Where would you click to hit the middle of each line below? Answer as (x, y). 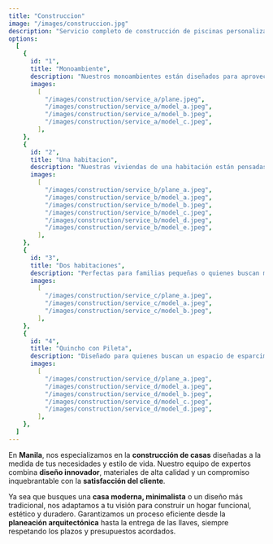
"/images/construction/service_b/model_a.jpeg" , (128, 197)
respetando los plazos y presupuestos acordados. (92, 531)
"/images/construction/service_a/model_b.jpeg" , (128, 115)
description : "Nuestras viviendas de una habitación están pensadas (148, 168)
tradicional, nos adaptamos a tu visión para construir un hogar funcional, (130, 505)
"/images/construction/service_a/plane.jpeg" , (125, 99)
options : (23, 39)
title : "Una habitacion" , (74, 159)
